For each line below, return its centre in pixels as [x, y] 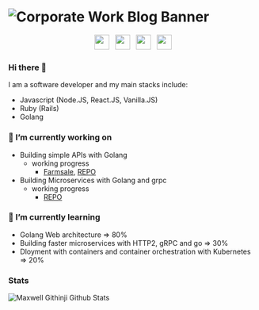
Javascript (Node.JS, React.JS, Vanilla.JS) [89, 100]
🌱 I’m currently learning [54, 217]
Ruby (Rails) [39, 109]
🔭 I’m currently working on [60, 137]
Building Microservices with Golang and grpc [93, 180]
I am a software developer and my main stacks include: [98, 85]
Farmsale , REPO [70, 171]
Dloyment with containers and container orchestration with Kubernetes [135, 251]
